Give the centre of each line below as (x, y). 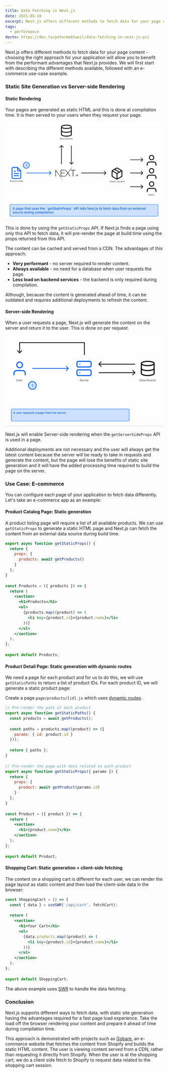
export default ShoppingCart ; (37, 979)
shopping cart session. (29, 1065)
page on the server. (26, 471)
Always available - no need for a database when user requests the (82, 269)
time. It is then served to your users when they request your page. (74, 115)
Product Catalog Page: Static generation (48, 512)
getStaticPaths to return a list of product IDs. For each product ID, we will (81, 683)
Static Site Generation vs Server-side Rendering (65, 87)
